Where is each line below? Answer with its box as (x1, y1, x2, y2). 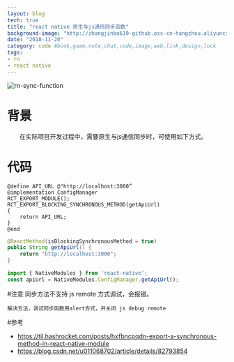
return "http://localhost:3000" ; (19, 250, 117, 258)
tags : (7, 50, 23, 56)
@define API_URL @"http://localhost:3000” (7, 183, 132, 190)
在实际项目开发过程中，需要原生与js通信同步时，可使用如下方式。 (19, 132, 208, 140)
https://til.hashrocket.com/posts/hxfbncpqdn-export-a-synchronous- (17, 332, 217, 340)
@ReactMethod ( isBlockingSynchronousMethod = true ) (7, 238, 157, 245)
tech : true (7, 17, 39, 24)
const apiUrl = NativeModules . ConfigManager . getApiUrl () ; (7, 276, 179, 283)
